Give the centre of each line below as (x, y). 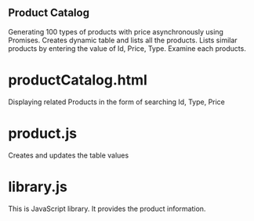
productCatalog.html (78, 80)
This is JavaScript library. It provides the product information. (107, 208)
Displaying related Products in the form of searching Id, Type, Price (117, 102)
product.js (42, 133)
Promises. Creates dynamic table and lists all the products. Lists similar (123, 40)
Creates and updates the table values (69, 155)
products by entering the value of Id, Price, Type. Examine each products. (127, 48)
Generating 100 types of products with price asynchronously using (116, 31)
